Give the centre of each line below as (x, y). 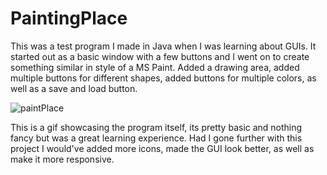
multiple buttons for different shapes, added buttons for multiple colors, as (163, 78)
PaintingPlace (69, 18)
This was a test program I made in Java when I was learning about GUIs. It (163, 46)
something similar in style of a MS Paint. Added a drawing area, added (155, 67)
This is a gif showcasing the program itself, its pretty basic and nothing (156, 127)
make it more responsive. (62, 159)
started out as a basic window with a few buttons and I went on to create (160, 56)
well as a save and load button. (74, 88)
